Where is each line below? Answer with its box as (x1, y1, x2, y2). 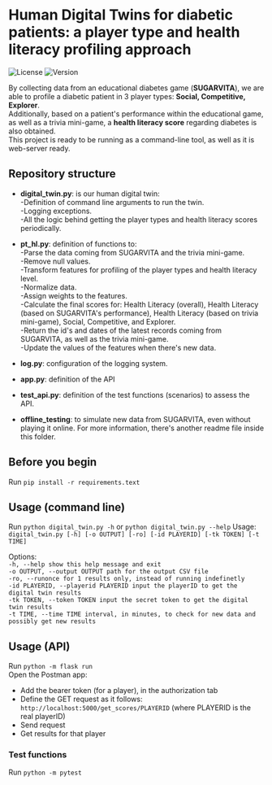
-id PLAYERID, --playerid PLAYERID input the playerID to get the (8, 582, 238, 591)
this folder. (19, 431, 57, 441)
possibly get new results (8, 617, 96, 626)
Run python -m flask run (8, 661, 93, 671)
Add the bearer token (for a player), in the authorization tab (19, 686, 218, 696)
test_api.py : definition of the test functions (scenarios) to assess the (19, 390, 250, 399)
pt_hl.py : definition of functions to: (19, 238, 137, 249)
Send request (19, 720, 66, 730)
